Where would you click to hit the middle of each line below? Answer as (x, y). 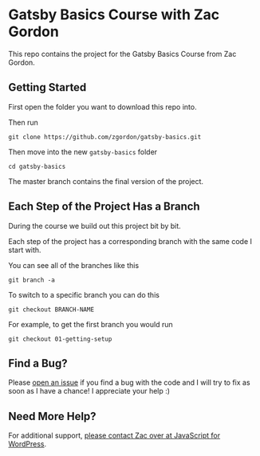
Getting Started (47, 88)
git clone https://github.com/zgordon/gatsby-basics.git (105, 137)
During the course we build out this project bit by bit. (95, 226)
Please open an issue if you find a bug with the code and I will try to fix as (129, 382)
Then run (23, 122)
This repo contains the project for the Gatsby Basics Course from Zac (122, 54)
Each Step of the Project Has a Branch (104, 207)
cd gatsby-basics (37, 166)
